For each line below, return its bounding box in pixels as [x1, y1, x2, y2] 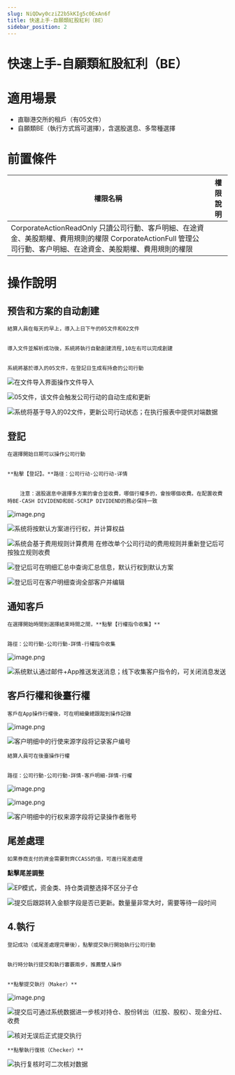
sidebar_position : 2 [7, 23, 68, 30]
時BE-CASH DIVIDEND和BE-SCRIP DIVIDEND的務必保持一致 [7, 498, 158, 505]
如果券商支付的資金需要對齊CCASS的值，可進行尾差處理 [7, 855, 143, 862]
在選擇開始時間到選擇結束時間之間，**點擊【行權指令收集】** [7, 621, 161, 628]
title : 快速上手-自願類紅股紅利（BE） [7, 17, 107, 24]
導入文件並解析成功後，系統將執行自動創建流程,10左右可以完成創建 [7, 345, 173, 352]
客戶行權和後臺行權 [7, 690, 90, 702]
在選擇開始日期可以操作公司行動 [7, 450, 86, 458]
